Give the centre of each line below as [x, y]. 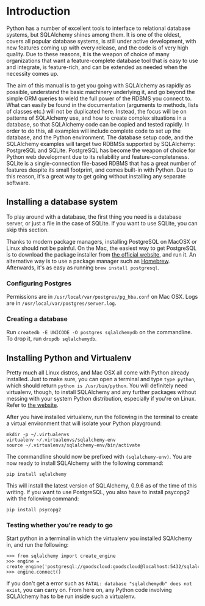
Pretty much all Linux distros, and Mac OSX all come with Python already [98, 373]
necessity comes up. [33, 73]
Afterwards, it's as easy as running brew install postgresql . [83, 268]
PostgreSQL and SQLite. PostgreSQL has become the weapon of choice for [101, 150]
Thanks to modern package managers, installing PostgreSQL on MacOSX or [102, 241]
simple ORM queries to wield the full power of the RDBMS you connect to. [99, 98]
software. [18, 183]
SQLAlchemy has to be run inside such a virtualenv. [71, 596]
